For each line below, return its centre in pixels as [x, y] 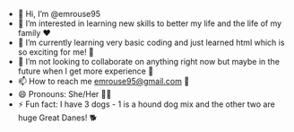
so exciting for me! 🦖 [56, 52]
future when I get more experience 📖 [86, 71]
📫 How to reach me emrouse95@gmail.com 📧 [104, 81]
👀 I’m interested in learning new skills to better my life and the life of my [150, 23]
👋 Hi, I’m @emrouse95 [59, 14]
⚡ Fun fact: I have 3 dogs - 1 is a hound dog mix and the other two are [146, 104]
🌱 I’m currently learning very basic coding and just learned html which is [151, 42]
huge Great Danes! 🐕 [57, 118]
